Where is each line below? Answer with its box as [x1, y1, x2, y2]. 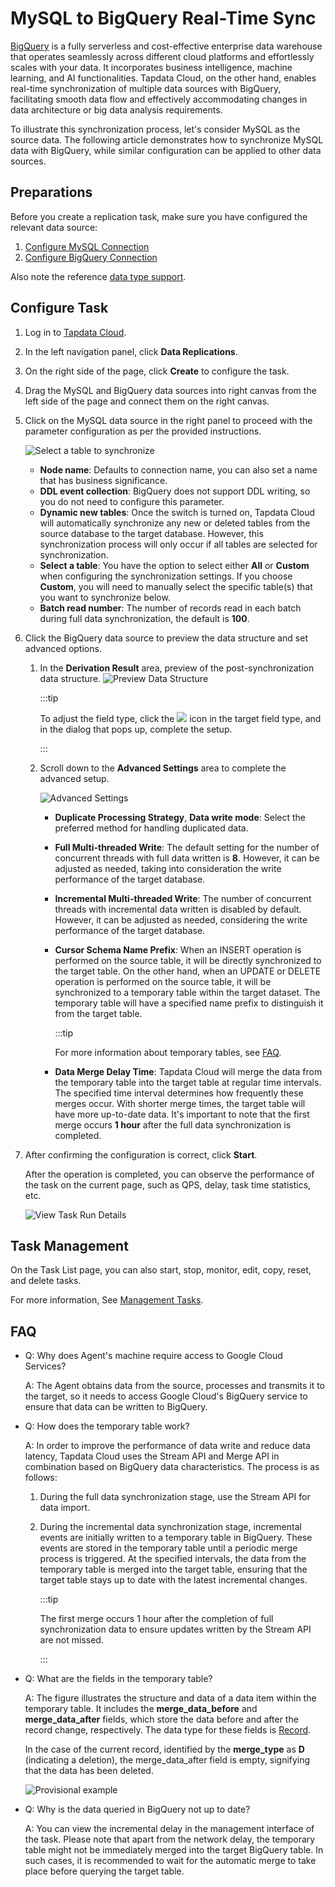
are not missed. [39, 1634, 104, 1646]
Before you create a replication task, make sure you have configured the [10, 210, 308, 222]
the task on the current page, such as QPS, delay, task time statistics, [24, 1178, 312, 1191]
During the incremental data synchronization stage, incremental [39, 1521, 302, 1533]
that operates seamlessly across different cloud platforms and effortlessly [10, 50, 315, 62]
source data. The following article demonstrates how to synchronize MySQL [10, 133, 324, 146]
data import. [39, 1502, 91, 1514]
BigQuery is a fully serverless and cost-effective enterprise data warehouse [10, 40, 323, 52]
